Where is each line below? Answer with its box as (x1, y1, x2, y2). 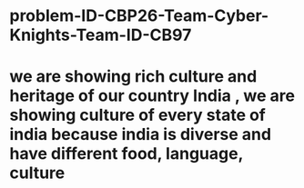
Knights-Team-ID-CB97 (9, 25, 192, 45)
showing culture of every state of (9, 105, 267, 125)
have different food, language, (9, 143, 244, 164)
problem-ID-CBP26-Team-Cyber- (9, 5, 269, 26)
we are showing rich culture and (9, 66, 258, 87)
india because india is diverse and (9, 124, 271, 145)
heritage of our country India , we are (9, 85, 296, 106)
